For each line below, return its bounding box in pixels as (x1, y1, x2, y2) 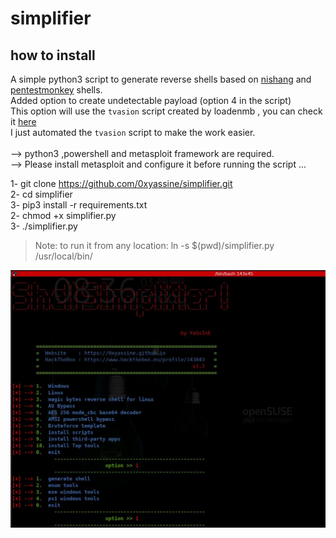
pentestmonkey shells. (10, 84, 103, 96)
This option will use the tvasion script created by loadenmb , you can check (10, 105, 323, 117)
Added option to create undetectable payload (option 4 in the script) (10, 95, 292, 106)
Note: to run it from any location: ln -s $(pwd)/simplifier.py (34, 240, 275, 251)
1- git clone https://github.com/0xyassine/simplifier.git (10, 178, 233, 189)
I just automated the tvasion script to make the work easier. (10, 127, 256, 138)
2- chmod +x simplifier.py (10, 210, 117, 221)
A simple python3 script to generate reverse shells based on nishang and (10, 73, 312, 85)
